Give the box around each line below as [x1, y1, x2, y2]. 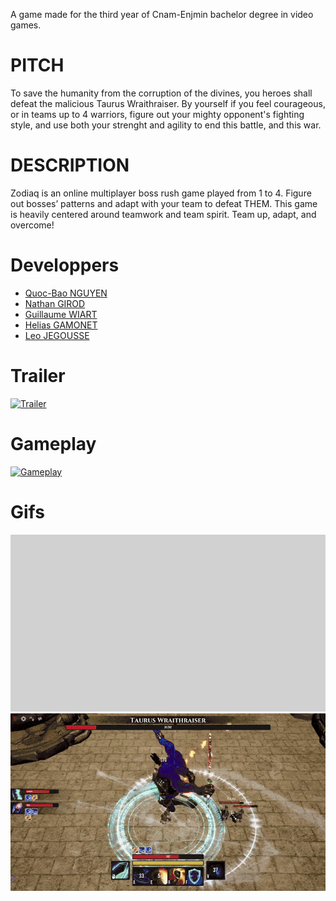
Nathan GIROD [24, 297, 86, 309]
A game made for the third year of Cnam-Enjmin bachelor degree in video [10, 9, 314, 20]
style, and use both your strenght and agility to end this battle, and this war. [10, 119, 322, 131]
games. [10, 19, 42, 31]
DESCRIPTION [10, 154, 130, 177]
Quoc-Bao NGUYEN [24, 287, 108, 299]
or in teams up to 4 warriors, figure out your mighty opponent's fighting [10, 108, 305, 120]
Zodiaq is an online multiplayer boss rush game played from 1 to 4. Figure [10, 187, 312, 199]
